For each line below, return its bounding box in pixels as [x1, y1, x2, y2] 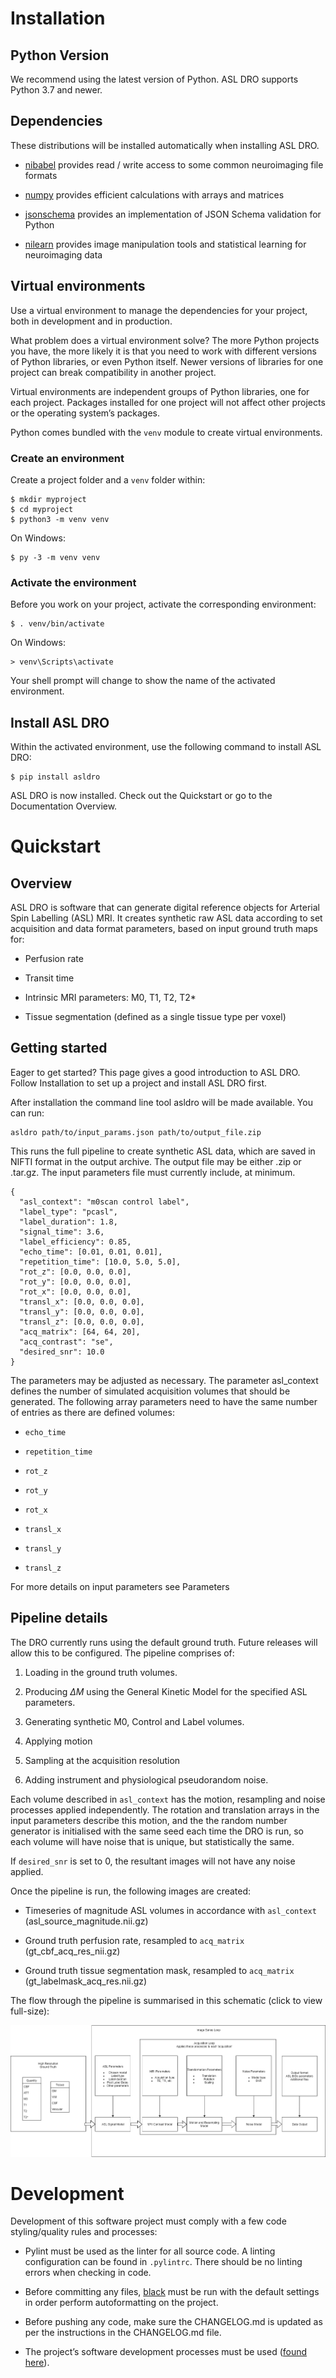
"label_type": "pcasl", [19, 1207, 118, 1217]
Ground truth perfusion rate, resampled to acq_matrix [24, 1934, 245, 1946]
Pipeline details [10, 1610, 108, 1627]
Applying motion [24, 1735, 93, 1747]
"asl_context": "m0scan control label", [19, 1197, 190, 1207]
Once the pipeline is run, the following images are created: [10, 1885, 252, 1897]
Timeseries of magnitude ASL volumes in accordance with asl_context [24, 1904, 317, 1916]
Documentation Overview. [10, 800, 118, 812]
